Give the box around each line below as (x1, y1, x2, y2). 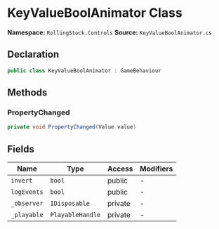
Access (107, 164, 133, 174)
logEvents (11, 188, 44, 196)
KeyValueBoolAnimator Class (7, 5, 182, 21)
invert (11, 177, 33, 184)
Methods (7, 86, 48, 99)
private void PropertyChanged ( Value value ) (7, 124, 137, 131)
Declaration (7, 48, 60, 60)
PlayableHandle (50, 211, 101, 218)
